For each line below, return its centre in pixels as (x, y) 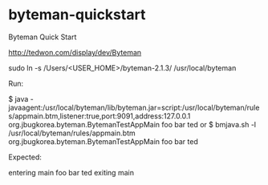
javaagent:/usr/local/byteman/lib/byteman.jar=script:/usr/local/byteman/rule (134, 107)
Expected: (25, 157)
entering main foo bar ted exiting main (71, 172)
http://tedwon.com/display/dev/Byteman (75, 52)
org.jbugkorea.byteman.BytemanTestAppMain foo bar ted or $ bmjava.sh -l (132, 124)
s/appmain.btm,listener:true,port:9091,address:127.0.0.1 (99, 116)
